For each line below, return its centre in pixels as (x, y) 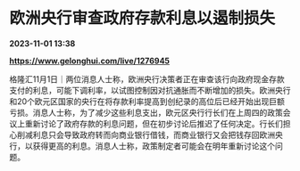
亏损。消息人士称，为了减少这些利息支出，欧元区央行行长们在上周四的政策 (146, 112)
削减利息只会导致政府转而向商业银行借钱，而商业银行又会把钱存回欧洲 (146, 134)
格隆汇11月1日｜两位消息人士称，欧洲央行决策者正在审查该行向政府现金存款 (147, 79)
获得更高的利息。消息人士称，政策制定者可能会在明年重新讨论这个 (154, 146)
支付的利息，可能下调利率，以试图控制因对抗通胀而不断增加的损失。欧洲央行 (150, 90)
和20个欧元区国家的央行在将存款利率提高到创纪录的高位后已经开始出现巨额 (147, 101)
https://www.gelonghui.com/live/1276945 (90, 61)
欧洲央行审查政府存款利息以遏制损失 (142, 18)
